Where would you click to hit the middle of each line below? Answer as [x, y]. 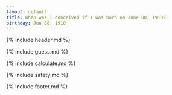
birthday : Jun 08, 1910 [36, 23]
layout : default [27, 12]
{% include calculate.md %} [41, 63]
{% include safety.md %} [37, 75]
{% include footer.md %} [37, 87]
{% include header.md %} [38, 40]
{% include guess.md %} [37, 52]
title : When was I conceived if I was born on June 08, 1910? [86, 17]
